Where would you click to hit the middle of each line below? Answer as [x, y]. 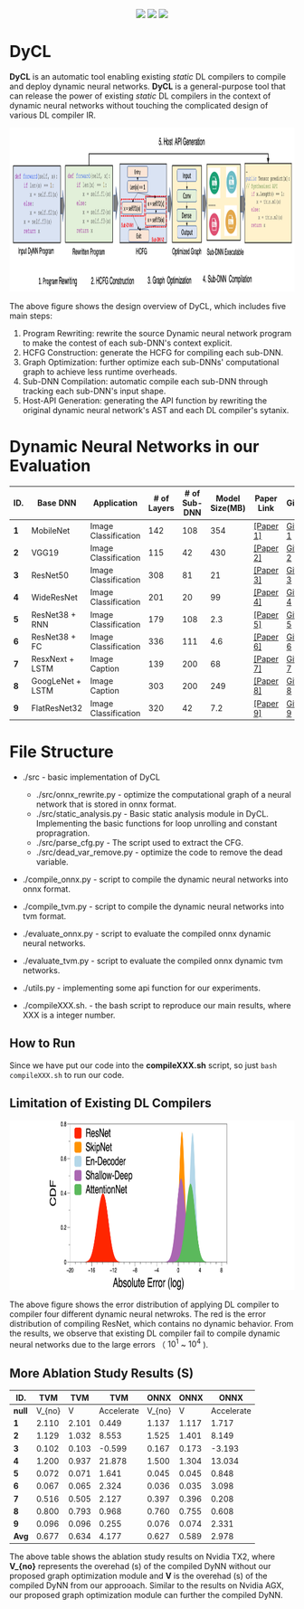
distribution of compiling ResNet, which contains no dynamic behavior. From [152, 1323]
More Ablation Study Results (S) [102, 1373]
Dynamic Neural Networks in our [134, 447]
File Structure [62, 752]
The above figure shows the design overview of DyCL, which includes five [148, 306]
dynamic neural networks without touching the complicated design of [139, 105]
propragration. [63, 833]
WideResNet [55, 597]
